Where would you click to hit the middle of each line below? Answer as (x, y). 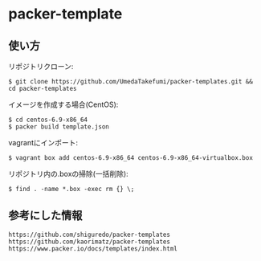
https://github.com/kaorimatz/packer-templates (90, 242)
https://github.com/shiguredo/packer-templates (90, 234)
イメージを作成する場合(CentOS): (63, 104)
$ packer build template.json (59, 127)
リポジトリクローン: (41, 66)
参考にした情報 (45, 216)
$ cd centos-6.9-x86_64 (48, 120)
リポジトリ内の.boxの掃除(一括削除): (68, 174)
